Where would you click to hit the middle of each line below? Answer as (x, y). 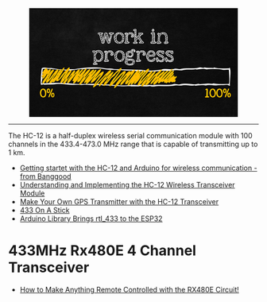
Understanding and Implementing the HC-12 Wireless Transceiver (128, 185)
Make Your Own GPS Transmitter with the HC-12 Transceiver (119, 201)
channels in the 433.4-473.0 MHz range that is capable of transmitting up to (133, 144)
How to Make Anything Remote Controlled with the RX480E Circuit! (130, 289)
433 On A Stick (44, 210)
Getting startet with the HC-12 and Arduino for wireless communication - (138, 168)
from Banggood (45, 176)
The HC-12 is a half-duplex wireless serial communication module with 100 (130, 136)
